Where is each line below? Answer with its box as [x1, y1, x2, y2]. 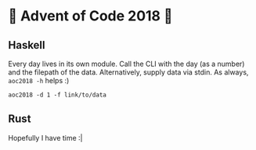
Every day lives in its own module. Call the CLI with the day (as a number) [8, 59, 245, 68]
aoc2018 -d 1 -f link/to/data [8, 91, 107, 99]
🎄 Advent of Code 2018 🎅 [8, 7, 174, 25]
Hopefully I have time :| [8, 133, 83, 142]
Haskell [8, 38, 45, 52]
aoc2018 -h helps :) [8, 76, 70, 85]
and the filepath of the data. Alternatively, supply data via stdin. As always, [8, 68, 249, 77]
